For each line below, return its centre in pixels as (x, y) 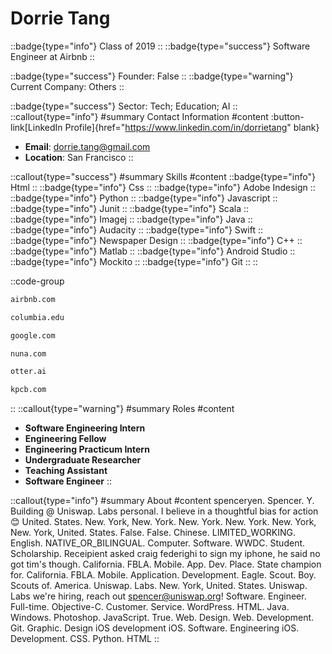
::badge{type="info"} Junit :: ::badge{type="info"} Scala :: (130, 208)
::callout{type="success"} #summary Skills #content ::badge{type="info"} (163, 176)
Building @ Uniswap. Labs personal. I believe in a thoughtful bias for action (164, 511)
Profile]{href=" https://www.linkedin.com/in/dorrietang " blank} (192, 127)
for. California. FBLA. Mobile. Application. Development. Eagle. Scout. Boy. (163, 575)
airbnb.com (33, 299)
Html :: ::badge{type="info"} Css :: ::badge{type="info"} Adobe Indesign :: (163, 187)
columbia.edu (37, 317)
